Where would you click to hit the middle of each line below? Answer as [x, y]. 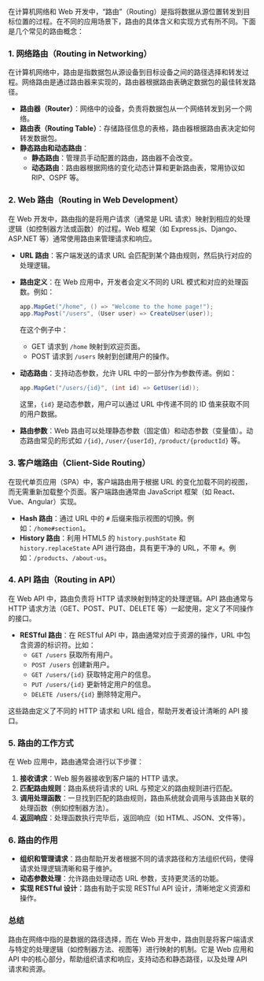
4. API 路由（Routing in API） [64, 580]
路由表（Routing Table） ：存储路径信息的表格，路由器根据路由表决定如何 [137, 128]
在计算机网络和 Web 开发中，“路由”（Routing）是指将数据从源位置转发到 [126, 11]
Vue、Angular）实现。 [44, 501]
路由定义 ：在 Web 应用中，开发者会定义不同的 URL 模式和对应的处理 [130, 281]
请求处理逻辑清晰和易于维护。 [68, 868]
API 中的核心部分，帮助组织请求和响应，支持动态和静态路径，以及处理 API [128, 959]
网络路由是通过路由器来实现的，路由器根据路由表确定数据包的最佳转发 [135, 82]
